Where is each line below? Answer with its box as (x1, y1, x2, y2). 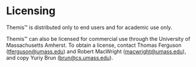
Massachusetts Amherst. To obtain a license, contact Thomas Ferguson (6, 42, 182, 49)
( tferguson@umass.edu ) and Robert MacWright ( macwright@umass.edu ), (6, 47, 186, 55)
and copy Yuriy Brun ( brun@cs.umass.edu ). (6, 54, 113, 61)
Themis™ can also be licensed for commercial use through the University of (6, 35, 191, 42)
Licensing (6, 4, 56, 18)
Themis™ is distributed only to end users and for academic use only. (6, 24, 172, 31)
